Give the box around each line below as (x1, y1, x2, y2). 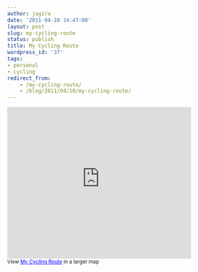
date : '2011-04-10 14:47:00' (7, 17, 91, 24)
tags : (7, 56, 23, 62)
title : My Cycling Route (7, 42, 79, 49)
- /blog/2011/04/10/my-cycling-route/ (19, 87, 132, 94)
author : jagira (7, 10, 51, 17)
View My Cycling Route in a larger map (7, 258, 100, 266)
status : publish (7, 36, 54, 43)
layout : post (7, 23, 45, 30)
